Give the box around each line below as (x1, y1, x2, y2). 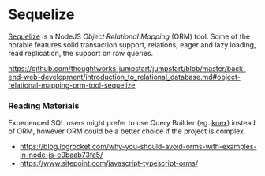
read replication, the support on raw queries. (8, 48, 154, 58)
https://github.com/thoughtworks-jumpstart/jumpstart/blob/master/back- (8, 63, 246, 73)
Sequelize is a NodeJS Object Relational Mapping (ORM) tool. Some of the (8, 32, 251, 41)
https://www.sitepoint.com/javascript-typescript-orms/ (19, 159, 199, 168)
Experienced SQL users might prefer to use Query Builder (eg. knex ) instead (8, 118, 256, 128)
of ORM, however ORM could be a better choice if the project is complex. (8, 126, 246, 136)
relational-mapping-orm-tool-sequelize (8, 81, 136, 90)
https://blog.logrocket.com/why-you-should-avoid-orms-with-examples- (19, 142, 257, 152)
